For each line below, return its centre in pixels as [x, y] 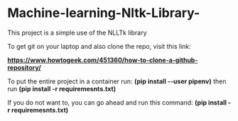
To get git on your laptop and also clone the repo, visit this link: [99, 46]
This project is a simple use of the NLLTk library [77, 33]
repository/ [24, 67]
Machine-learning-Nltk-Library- [104, 13]
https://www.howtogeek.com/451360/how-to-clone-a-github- [103, 60]
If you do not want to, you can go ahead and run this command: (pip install [117, 102]
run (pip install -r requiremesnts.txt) [61, 88]
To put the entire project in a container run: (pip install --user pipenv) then [117, 81]
